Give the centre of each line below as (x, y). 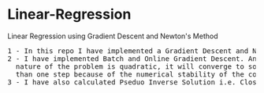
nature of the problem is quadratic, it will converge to (130, 66)
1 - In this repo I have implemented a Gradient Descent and (128, 51)
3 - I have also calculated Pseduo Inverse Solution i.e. (122, 82)
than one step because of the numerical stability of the (130, 74)
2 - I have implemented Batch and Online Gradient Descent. (126, 59)
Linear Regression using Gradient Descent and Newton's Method (113, 36)
